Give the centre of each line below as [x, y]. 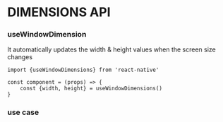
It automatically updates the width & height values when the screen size [112, 49]
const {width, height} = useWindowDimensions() [91, 89]
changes [20, 57]
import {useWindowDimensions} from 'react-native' [83, 70]
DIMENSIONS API [59, 12]
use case [23, 112]
